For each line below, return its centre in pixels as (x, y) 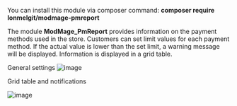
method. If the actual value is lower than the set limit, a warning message (114, 46)
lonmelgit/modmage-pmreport (53, 18)
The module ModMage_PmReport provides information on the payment (112, 31)
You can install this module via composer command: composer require (111, 10)
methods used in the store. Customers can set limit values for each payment (118, 39)
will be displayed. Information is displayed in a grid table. (90, 54)
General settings (31, 67)
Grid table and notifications (47, 81)
